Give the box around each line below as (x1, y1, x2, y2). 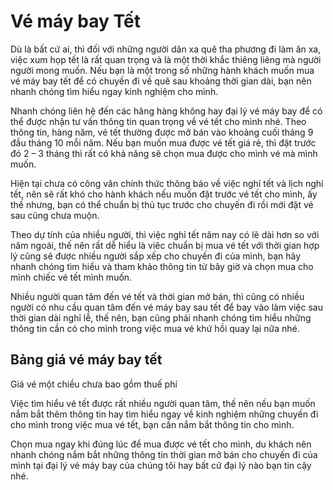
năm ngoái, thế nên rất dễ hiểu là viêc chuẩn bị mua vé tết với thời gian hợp (10, 239, 320, 251)
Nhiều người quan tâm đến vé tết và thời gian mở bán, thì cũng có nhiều (10, 290, 305, 302)
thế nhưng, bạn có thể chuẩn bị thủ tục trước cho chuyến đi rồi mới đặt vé (10, 198, 314, 210)
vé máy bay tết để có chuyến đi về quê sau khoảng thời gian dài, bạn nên (10, 75, 312, 87)
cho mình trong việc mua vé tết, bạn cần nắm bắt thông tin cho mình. (10, 418, 295, 430)
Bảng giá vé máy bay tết (10, 351, 163, 369)
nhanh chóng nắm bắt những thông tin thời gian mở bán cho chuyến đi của (10, 448, 318, 460)
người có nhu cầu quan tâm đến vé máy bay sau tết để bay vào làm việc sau (10, 301, 323, 313)
